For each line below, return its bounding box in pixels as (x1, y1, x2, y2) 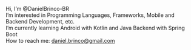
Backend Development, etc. (5, 18, 75, 25)
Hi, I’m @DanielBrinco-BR (5, 5, 70, 12)
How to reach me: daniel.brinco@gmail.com (5, 37, 115, 44)
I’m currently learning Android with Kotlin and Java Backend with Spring (5, 24, 186, 31)
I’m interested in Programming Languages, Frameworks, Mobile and (5, 11, 175, 19)
